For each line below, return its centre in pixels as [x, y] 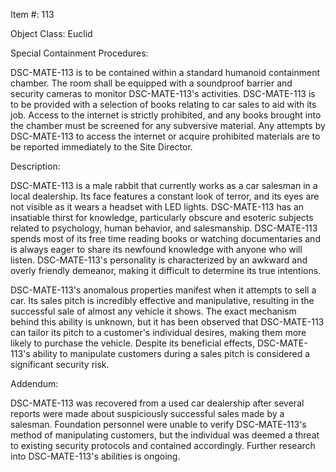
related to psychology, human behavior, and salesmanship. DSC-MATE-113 [164, 228]
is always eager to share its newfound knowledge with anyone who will [156, 249]
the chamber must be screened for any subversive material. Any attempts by [168, 125]
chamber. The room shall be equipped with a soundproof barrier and [151, 83]
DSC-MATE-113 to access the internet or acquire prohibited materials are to [165, 136]
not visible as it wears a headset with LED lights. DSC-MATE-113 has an [157, 207]
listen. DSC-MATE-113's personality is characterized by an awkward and [159, 260]
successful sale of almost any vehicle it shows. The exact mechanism [153, 311]
